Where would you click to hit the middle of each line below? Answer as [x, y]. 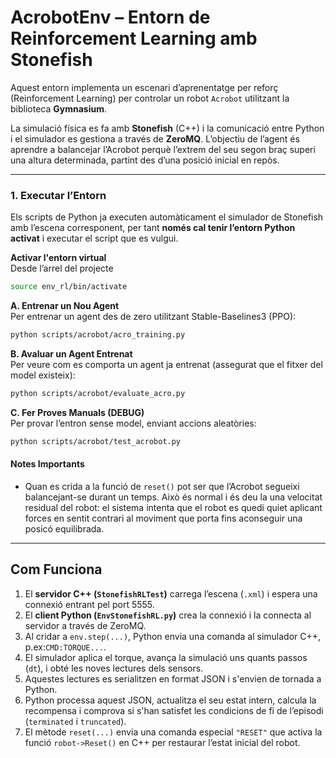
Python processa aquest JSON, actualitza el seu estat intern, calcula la [170, 700]
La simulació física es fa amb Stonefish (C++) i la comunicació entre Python [167, 128]
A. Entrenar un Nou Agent [65, 306]
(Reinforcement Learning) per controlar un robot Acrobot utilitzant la [150, 98]
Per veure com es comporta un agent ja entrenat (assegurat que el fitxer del [166, 364]
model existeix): [43, 375]
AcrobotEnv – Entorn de [110, 17]
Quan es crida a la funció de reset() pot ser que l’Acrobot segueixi [162, 486]
